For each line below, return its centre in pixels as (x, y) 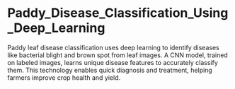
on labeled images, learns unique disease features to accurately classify (113, 62)
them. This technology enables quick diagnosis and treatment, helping (110, 70)
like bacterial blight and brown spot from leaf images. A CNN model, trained (117, 55)
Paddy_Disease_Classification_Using (118, 13)
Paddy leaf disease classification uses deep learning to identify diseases (113, 47)
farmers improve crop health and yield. (64, 77)
